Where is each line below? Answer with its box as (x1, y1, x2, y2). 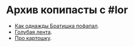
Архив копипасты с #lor (6, 3, 128, 17)
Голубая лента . (14, 28, 53, 35)
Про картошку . (14, 34, 52, 41)
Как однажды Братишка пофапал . (14, 22, 99, 29)
